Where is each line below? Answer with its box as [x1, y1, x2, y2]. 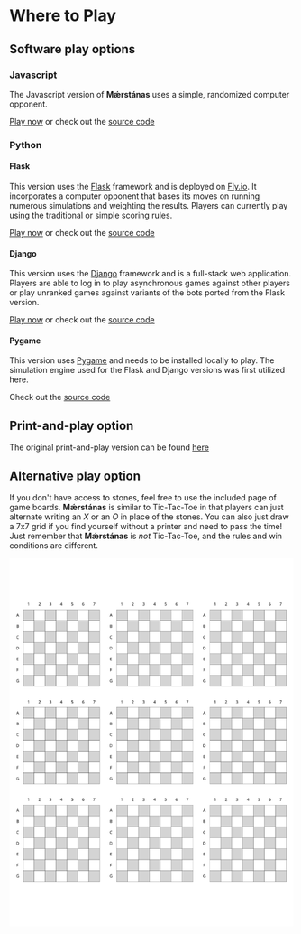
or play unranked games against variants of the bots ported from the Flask [9, 287, 286, 298]
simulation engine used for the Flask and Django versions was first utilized [9, 365, 286, 376]
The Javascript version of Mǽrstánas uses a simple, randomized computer [9, 89, 290, 99]
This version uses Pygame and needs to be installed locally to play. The [9, 355, 275, 366]
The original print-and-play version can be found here [9, 442, 210, 453]
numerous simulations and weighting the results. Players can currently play [9, 201, 288, 210]
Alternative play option [9, 468, 141, 483]
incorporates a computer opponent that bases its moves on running [9, 191, 260, 201]
